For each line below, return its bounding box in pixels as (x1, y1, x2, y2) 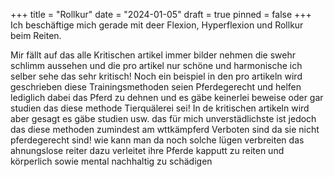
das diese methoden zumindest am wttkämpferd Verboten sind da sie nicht (10, 124, 320, 135)
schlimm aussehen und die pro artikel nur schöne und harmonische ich (10, 60, 303, 71)
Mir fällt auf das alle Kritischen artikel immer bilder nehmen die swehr (10, 49, 297, 61)
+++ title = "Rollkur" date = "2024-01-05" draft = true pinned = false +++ (10, 9, 312, 20)
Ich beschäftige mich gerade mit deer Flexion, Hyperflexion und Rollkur (10, 19, 304, 31)
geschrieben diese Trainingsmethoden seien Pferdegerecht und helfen (10, 81, 302, 93)
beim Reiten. (10, 30, 62, 41)
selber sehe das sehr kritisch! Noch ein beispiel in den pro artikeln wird (10, 70, 303, 82)
